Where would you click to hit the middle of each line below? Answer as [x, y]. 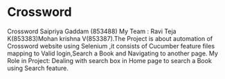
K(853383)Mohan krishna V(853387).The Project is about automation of [110, 38]
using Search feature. [38, 68]
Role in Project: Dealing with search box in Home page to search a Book [110, 60]
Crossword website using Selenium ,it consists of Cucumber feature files [111, 46]
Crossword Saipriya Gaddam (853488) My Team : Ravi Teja [92, 31]
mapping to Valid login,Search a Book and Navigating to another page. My [112, 53]
